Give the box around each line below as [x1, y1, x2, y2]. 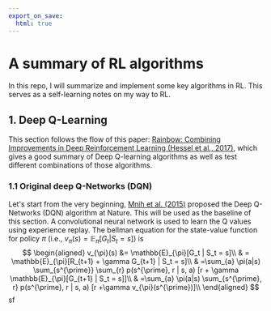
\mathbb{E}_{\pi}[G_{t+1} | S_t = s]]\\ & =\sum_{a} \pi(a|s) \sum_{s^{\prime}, [10, 274, 262, 283]
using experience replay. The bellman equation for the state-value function [8, 224, 258, 235]
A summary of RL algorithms [8, 54, 204, 73]
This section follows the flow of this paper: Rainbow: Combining [8, 134, 221, 144]
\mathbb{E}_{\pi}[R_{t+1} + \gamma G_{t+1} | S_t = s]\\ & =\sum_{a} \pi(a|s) [11, 257, 261, 266]
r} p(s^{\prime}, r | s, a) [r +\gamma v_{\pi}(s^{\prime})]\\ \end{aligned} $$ [12, 283, 260, 292]
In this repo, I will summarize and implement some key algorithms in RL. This [8, 81, 263, 91]
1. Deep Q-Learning [8, 113, 108, 126]
